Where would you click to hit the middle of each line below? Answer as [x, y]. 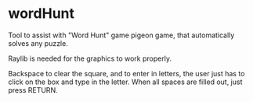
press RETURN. [33, 90]
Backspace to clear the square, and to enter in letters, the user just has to [127, 73]
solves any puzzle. [38, 43]
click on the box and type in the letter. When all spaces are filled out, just [125, 82]
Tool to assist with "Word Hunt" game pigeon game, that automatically [121, 35]
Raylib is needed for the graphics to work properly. [90, 58]
